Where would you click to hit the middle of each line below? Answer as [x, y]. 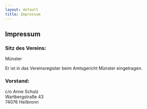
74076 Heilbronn [22, 102]
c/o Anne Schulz [22, 92]
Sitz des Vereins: [26, 48]
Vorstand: [17, 81]
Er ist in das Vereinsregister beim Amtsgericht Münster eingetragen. [74, 68]
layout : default [22, 10]
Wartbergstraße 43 [24, 97]
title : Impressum [23, 14]
